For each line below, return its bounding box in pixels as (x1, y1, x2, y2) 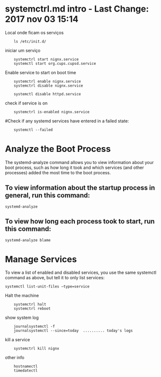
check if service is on (5, 100, 48, 106)
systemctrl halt (14, 302, 47, 307)
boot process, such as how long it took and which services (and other (5, 165, 144, 170)
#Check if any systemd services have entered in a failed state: (5, 118, 129, 124)
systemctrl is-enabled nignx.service (14, 109, 90, 114)
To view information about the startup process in (5, 184, 155, 192)
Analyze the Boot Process (5, 144, 111, 154)
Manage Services (5, 254, 77, 265)
